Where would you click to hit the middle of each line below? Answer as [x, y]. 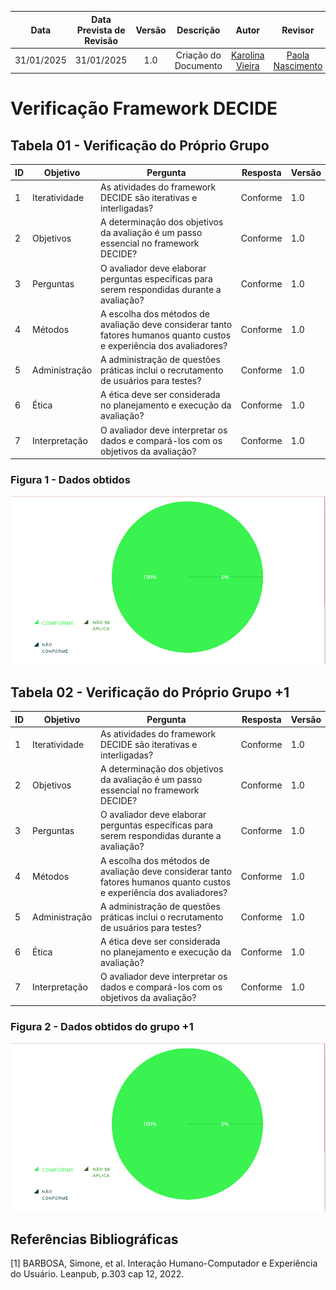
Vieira [247, 65]
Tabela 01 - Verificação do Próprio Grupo [140, 145]
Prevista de [101, 30]
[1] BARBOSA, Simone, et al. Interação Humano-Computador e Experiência [164, 1263]
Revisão [101, 40]
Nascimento [298, 65]
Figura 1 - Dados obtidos [70, 479]
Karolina [247, 55]
